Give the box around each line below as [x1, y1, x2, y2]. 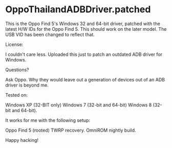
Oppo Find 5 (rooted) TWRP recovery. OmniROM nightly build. [5, 127, 137, 133]
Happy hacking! [5, 137, 39, 143]
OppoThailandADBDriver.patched [5, 4, 151, 15]
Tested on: [5, 92, 28, 98]
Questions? [5, 67, 29, 73]
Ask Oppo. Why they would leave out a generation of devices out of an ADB [5, 76, 165, 82]
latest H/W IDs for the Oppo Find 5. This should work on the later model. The [5, 26, 167, 32]
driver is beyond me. [5, 82, 49, 88]
